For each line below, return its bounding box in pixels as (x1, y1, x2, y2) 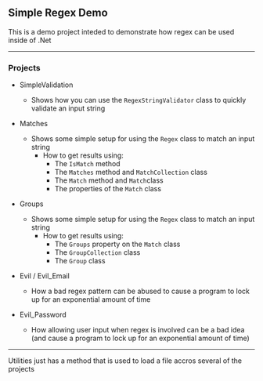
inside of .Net (8, 35, 52, 45)
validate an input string (31, 103, 106, 113)
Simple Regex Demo (8, 6, 108, 20)
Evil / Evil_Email (19, 271, 70, 281)
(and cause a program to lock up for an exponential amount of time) (31, 333, 250, 343)
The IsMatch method (54, 159, 121, 169)
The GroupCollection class (54, 248, 141, 257)
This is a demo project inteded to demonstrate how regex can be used (8, 27, 235, 36)
